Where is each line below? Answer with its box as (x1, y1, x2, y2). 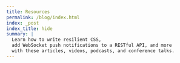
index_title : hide (6, 25, 53, 32)
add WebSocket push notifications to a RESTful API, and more (12, 43, 172, 49)
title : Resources (6, 8, 50, 15)
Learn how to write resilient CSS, (12, 37, 102, 43)
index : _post (6, 20, 39, 26)
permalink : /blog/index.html (6, 14, 80, 20)
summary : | (6, 31, 34, 37)
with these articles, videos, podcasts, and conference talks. (12, 48, 175, 54)
